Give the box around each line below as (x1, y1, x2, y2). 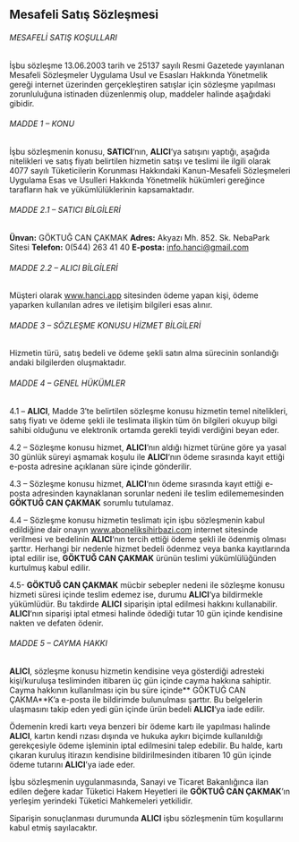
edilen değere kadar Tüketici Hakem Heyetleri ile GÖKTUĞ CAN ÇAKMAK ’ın (9, 786, 291, 796)
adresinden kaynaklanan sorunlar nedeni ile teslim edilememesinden (31, 488, 285, 498)
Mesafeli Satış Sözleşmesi (9, 7, 159, 22)
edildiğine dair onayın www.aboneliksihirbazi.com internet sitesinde (9, 523, 258, 535)
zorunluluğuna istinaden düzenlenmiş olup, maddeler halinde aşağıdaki (9, 89, 271, 99)
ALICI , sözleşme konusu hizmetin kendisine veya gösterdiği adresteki (9, 666, 265, 676)
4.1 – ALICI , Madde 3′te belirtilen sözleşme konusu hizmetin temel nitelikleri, (9, 405, 288, 416)
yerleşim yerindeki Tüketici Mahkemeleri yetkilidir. (9, 795, 193, 806)
